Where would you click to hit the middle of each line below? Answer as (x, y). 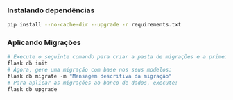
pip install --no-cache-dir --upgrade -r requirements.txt (94, 25)
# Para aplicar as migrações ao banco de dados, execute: (93, 83)
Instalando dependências (51, 10)
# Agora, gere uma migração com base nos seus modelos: (89, 70)
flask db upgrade (32, 89)
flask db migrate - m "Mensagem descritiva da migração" (89, 76)
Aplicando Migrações (44, 42)
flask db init (28, 64)
